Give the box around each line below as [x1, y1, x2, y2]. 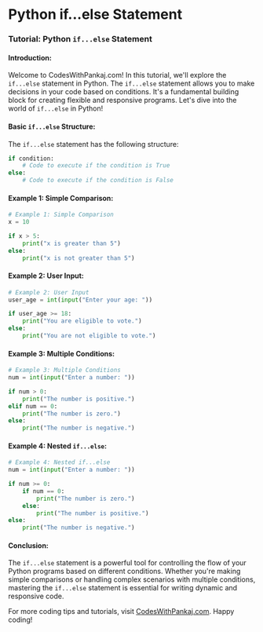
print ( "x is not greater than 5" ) [22, 254, 135, 262]
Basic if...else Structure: [8, 122, 96, 131]
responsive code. [8, 591, 64, 601]
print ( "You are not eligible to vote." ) [22, 332, 156, 340]
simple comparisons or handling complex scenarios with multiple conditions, [8, 575, 256, 584]
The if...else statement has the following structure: [8, 139, 179, 148]
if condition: [8, 155, 55, 163]
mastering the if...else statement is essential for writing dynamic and [8, 583, 238, 593]
